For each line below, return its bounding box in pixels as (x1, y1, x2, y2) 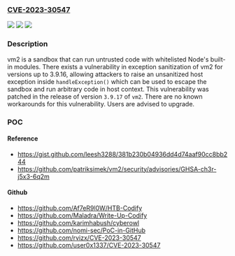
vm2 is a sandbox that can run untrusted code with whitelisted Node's (7, 55, 209, 64)
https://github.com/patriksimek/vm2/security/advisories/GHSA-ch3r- (17, 164, 217, 173)
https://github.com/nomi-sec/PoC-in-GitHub (17, 226, 145, 234)
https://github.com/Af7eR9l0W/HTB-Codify (17, 204, 143, 212)
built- (210, 55, 226, 64)
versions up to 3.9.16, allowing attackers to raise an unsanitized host (7, 70, 204, 78)
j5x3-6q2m (17, 172, 50, 180)
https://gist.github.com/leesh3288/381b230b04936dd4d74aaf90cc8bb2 (17, 150, 228, 158)
